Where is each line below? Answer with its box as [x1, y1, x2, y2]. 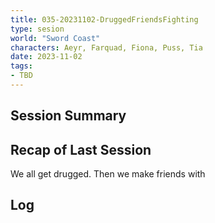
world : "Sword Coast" [10, 33, 101, 43]
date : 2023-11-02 [10, 52, 83, 62]
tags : [10, 61, 33, 71]
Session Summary [10, 107, 127, 125]
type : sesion [10, 24, 65, 34]
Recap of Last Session [10, 141, 152, 158]
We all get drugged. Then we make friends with [10, 168, 206, 180]
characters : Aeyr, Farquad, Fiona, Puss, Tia [10, 42, 203, 53]
